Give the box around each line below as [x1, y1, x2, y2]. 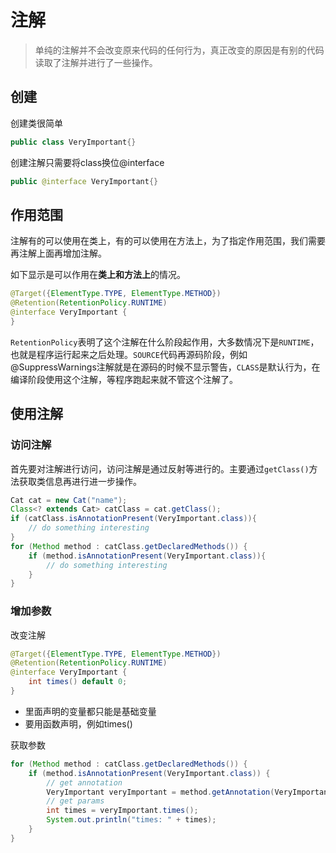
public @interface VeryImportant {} [10, 176, 159, 186]
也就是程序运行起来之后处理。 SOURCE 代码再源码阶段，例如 [10, 348, 248, 360]
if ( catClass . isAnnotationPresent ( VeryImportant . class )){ [10, 514, 257, 524]
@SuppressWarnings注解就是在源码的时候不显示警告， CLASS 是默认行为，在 [10, 361, 321, 373]
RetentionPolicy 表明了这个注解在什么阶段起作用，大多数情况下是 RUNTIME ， [10, 336, 320, 348]
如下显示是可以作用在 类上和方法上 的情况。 [10, 269, 186, 281]
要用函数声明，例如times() [24, 717, 133, 730]
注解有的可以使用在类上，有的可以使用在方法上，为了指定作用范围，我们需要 [10, 235, 326, 247]
